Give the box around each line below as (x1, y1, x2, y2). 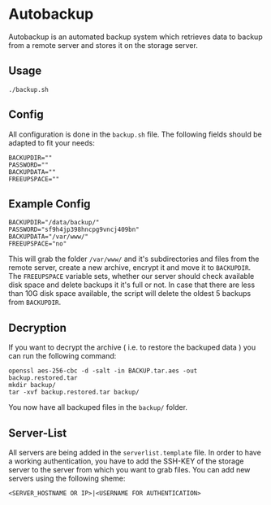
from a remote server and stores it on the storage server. (8, 40, 199, 50)
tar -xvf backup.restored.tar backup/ (8, 388, 140, 397)
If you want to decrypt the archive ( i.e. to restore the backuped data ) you (8, 342, 256, 352)
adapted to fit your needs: (8, 137, 95, 147)
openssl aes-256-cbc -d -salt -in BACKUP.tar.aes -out (8, 367, 198, 375)
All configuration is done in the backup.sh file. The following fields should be (8, 129, 262, 139)
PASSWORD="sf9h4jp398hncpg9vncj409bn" (8, 225, 140, 234)
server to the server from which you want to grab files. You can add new (8, 465, 251, 474)
